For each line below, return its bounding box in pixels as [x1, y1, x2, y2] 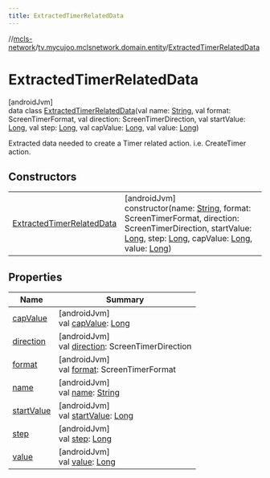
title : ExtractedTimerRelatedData [8, 11, 125, 20]
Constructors [8, 170, 77, 183]
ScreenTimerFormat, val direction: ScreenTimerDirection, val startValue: [8, 114, 246, 124]
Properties [8, 270, 63, 284]
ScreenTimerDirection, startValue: [124, 223, 252, 234]
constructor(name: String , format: [124, 202, 252, 214]
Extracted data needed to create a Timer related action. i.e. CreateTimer [8, 138, 247, 148]
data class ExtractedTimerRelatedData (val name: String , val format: [8, 105, 231, 115]
